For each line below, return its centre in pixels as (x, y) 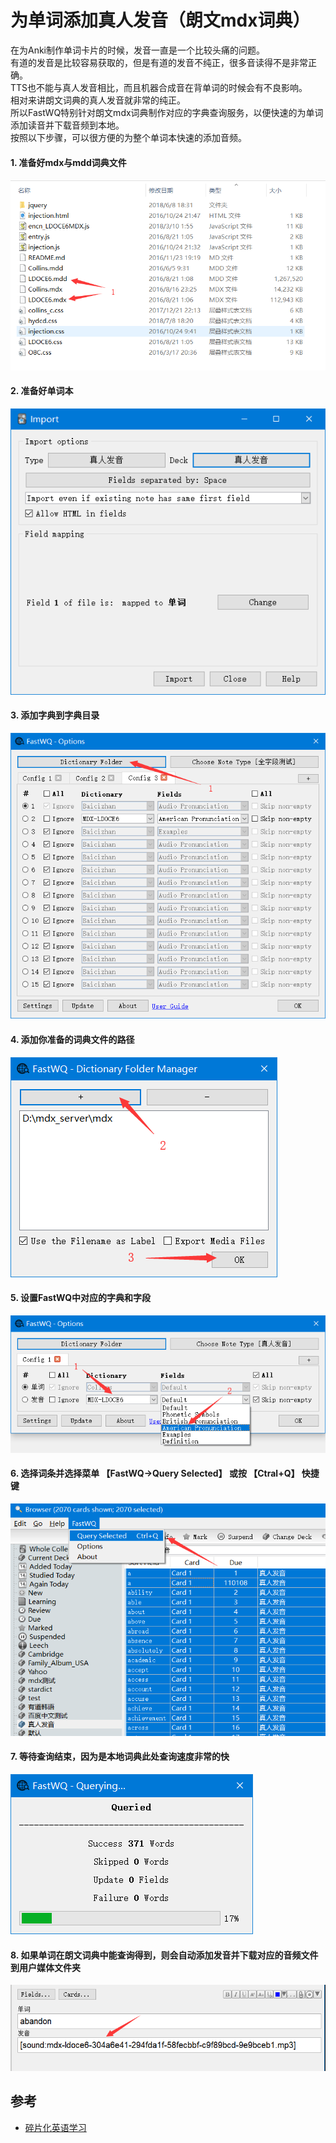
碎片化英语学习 (55, 2127)
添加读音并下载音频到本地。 (67, 125)
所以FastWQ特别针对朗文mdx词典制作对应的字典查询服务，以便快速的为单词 (167, 112)
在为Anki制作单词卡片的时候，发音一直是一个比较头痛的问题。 (138, 50)
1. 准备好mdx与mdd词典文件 (68, 162)
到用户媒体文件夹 (45, 1967)
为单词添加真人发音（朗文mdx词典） (160, 20)
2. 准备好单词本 (42, 391)
